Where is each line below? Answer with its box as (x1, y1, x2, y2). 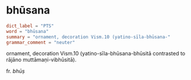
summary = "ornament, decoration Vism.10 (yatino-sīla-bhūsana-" (6, 34, 170, 40)
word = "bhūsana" (6, 28, 49, 34)
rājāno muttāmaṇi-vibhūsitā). (6, 56, 77, 64)
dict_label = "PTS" (6, 23, 54, 29)
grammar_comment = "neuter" (6, 39, 76, 45)
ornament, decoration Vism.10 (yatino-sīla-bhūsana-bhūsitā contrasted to (6, 50, 186, 57)
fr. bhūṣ (6, 68, 25, 75)
